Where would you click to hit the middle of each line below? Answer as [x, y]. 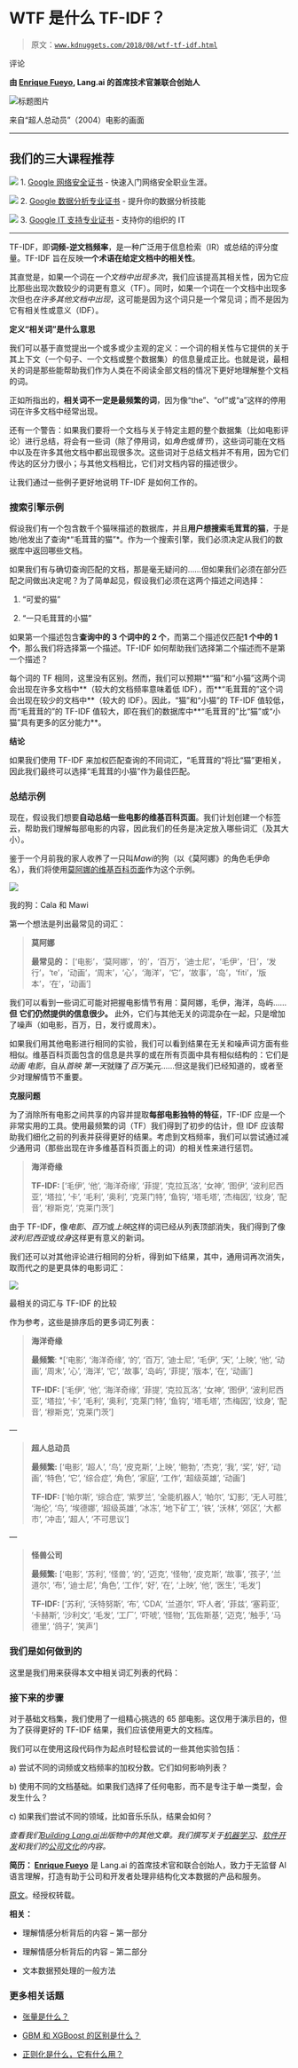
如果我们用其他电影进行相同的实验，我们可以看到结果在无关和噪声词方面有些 [149, 1044]
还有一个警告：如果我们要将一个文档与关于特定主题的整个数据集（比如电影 [145, 430]
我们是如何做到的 [46, 1652]
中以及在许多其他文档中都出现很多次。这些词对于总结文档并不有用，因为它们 [149, 452]
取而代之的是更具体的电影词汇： [67, 1268]
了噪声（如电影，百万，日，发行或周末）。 [85, 1025]
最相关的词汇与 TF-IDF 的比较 [63, 1303]
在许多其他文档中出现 [71, 299]
